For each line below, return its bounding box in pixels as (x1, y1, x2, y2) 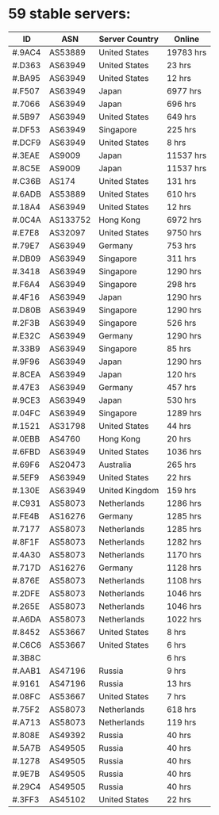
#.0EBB (12, 433, 40, 444)
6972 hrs (166, 214, 202, 225)
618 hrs (166, 703, 197, 714)
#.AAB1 (12, 665, 41, 676)
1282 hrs (166, 536, 202, 547)
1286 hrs (166, 497, 202, 508)
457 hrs (166, 381, 197, 392)
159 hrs (166, 484, 197, 496)
